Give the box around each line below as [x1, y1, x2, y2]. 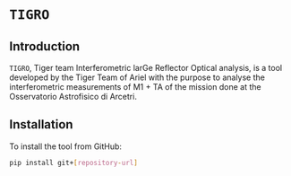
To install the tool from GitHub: [9, 141, 123, 152]
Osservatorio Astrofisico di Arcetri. [9, 92, 137, 101]
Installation [9, 117, 73, 132]
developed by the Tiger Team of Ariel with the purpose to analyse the [9, 72, 266, 83]
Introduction [9, 39, 81, 54]
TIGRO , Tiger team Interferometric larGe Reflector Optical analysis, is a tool [9, 63, 283, 73]
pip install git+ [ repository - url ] [9, 158, 139, 167]
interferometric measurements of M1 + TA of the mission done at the [9, 82, 261, 92]
